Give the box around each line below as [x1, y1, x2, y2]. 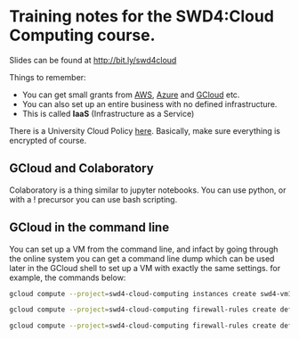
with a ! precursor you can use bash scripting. [9, 194, 178, 204]
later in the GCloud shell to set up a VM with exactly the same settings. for [9, 262, 281, 273]
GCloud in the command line [9, 220, 170, 236]
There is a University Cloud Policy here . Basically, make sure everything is [9, 125, 280, 136]
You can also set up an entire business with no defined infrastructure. [21, 98, 278, 109]
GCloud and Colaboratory [9, 161, 154, 176]
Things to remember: [9, 71, 86, 82]
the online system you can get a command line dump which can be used [9, 252, 275, 264]
